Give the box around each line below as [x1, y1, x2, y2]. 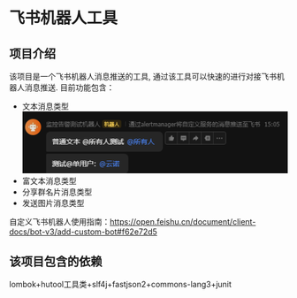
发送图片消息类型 [21, 197, 85, 208]
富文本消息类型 [21, 175, 77, 186]
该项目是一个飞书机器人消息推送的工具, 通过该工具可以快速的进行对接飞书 [9, 72, 277, 81]
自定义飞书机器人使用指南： [9, 216, 110, 226]
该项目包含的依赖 [9, 254, 103, 270]
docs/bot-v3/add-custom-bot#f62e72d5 [9, 226, 157, 237]
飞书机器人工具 [9, 8, 118, 28]
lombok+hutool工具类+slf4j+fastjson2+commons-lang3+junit [9, 279, 232, 290]
